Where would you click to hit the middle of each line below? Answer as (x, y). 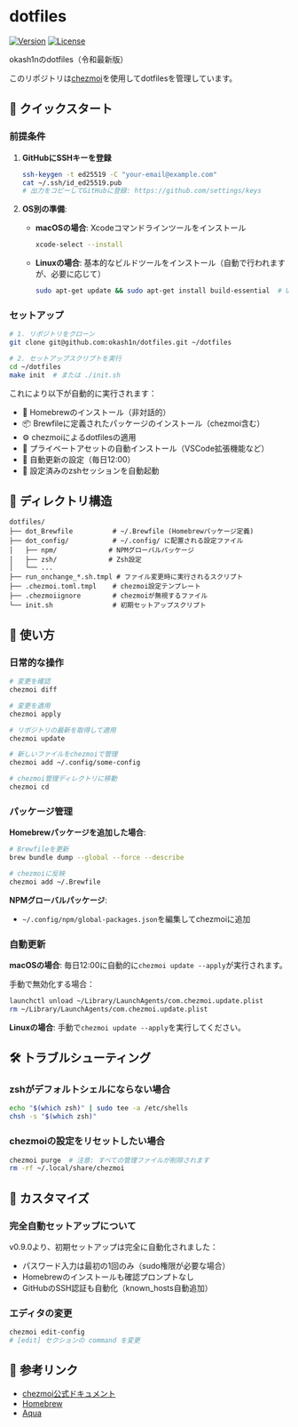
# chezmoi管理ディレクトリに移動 (63, 779)
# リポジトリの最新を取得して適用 (63, 730)
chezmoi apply (35, 714)
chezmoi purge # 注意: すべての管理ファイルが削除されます (110, 1160)
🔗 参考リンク (43, 1371)
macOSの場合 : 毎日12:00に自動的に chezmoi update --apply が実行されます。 (149, 966)
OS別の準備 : (44, 209)
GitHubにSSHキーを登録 (67, 157)
